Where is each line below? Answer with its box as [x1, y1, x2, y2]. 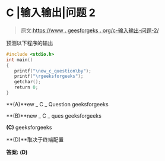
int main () [6, 56, 33, 63]
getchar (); [14, 79, 42, 85]
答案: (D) [6, 149, 28, 156]
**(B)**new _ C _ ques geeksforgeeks [6, 112, 102, 119]
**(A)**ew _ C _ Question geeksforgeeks [6, 100, 109, 108]
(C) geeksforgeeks [6, 124, 52, 131]
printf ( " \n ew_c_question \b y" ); [14, 68, 92, 74]
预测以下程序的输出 [6, 39, 53, 46]
